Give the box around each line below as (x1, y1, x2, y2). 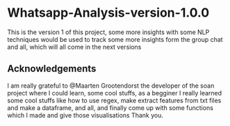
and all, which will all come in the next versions (7, 42, 142, 51)
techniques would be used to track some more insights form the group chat (7, 35, 224, 43)
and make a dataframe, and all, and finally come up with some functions (7, 103, 214, 112)
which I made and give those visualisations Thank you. (7, 111, 164, 119)
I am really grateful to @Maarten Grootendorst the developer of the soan (7, 81, 215, 90)
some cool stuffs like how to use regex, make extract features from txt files (7, 96, 222, 104)
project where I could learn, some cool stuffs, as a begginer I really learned (7, 88, 222, 97)
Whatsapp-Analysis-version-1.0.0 (7, 5, 210, 21)
